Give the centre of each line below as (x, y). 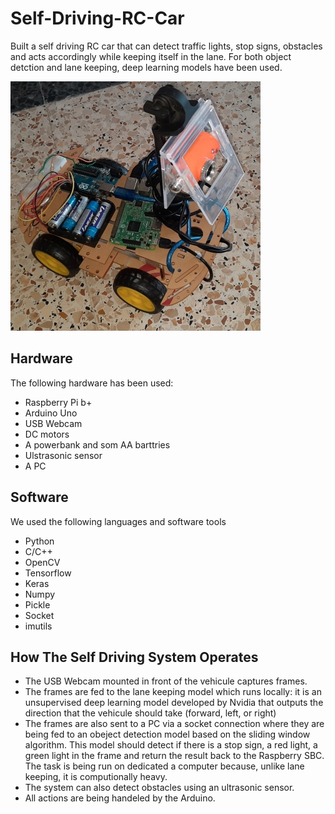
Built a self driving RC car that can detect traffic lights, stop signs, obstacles (166, 46)
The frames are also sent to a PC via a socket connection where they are (174, 724)
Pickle (37, 604)
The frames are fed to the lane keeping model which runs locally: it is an (173, 692)
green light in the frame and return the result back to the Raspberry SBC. (174, 756)
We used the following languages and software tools (118, 521)
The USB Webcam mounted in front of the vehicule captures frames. (166, 681)
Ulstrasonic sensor (63, 455)
